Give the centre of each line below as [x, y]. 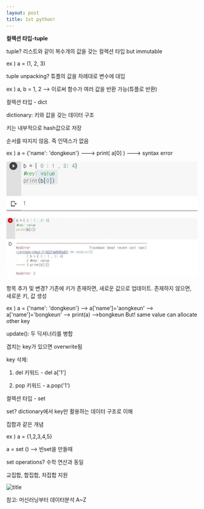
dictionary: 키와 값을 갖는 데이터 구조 [50, 115]
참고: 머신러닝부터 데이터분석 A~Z [46, 499]
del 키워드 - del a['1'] [41, 372]
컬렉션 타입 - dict [27, 102]
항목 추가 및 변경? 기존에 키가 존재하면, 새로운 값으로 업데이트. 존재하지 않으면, [99, 288]
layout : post [23, 13]
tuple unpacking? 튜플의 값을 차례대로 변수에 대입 [66, 76]
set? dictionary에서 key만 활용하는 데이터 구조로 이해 [70, 411]
